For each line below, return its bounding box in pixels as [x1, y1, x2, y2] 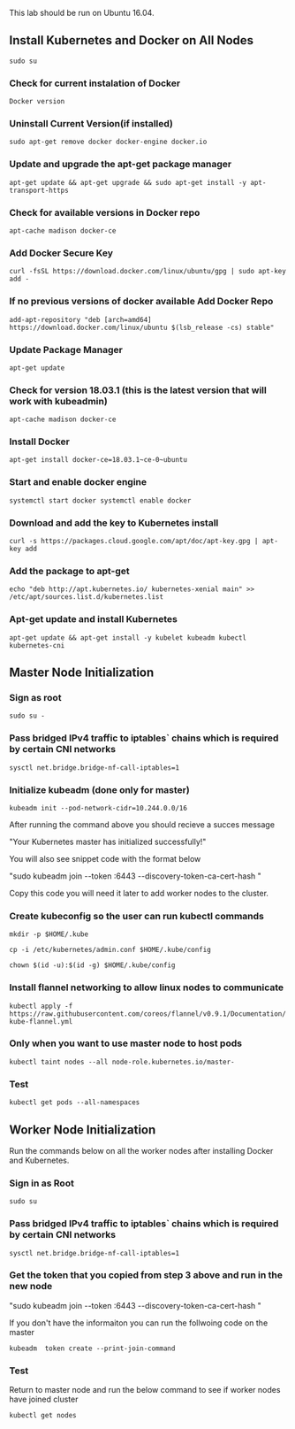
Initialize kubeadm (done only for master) [9, 783, 190, 795]
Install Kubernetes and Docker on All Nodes [9, 33, 254, 48]
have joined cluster [9, 1394, 79, 1405]
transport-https [9, 186, 69, 195]
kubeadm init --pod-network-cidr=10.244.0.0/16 [9, 803, 188, 812]
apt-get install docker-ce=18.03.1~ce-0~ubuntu [9, 456, 188, 465]
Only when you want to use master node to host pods [9, 1037, 243, 1049]
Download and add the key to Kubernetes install [9, 517, 219, 529]
